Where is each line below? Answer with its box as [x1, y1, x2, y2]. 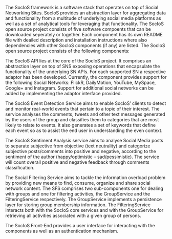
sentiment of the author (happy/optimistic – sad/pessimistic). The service [5, 154, 160, 160]
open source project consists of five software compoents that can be [5, 26, 151, 32]
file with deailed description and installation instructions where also [5, 37, 147, 43]
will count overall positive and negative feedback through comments [5, 159, 149, 165]
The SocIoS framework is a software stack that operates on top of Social [5, 5, 159, 10]
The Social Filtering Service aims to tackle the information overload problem [5, 175, 166, 181]
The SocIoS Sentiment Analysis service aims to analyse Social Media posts [5, 138, 164, 143]
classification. [5, 165, 35, 170]
